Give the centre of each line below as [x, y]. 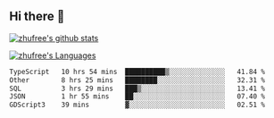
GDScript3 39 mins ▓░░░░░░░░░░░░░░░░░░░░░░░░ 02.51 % [137, 105]
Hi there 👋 [37, 17]
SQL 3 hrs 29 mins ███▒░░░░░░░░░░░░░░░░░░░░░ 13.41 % [137, 88]
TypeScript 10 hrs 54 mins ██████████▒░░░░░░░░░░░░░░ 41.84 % [137, 72]
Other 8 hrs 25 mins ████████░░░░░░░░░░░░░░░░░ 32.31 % [137, 80]
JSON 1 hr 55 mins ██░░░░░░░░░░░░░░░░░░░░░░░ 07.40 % [137, 97]
